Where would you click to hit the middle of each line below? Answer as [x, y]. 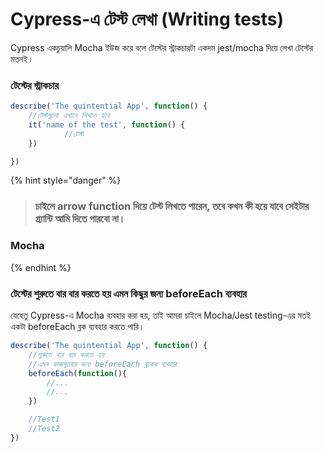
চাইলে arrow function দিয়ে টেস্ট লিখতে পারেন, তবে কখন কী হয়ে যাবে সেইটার [172, 206]
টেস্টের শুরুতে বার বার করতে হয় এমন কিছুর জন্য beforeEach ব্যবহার [128, 293]
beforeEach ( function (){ [78, 373]
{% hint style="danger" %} [66, 180]
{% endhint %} [41, 267]
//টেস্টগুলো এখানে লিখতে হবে [69, 116]
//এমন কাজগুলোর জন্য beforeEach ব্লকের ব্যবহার [102, 364]
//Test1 [44, 419]
